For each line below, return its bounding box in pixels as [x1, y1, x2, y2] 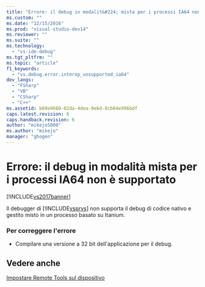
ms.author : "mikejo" [6, 128, 59, 134]
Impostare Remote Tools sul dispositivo [6, 274, 105, 281]
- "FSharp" [12, 83, 40, 89]
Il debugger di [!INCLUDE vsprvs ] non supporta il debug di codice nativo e [6, 205, 192, 212]
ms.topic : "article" [6, 60, 59, 66]
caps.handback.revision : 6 [6, 116, 75, 122]
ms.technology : [6, 43, 45, 49]
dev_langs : [6, 77, 34, 83]
